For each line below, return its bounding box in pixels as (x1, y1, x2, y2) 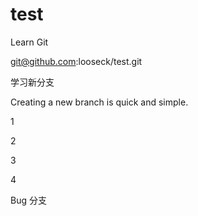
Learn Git (10, 36, 49, 48)
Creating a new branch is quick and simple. (10, 96, 189, 108)
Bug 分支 (10, 194, 47, 206)
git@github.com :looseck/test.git (10, 55, 143, 67)
